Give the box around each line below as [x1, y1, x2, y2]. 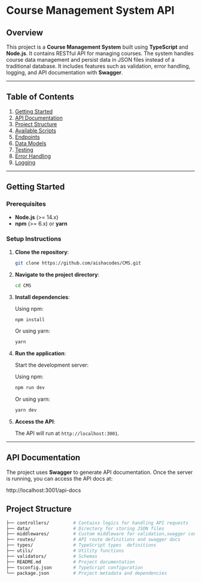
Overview [6, 28, 44, 38]
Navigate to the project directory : [14, 271, 100, 278]
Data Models [14, 139, 47, 147]
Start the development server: [14, 361, 89, 369]
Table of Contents [6, 92, 75, 102]
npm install [14, 316, 45, 323]
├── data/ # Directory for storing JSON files [6, 526, 165, 532]
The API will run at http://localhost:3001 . [14, 430, 120, 437]
